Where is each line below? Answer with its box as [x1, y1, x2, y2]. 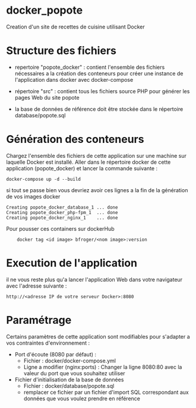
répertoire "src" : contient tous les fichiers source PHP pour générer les [14, 87, 190, 95]
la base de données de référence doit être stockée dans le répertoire [14, 105, 184, 113]
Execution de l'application [6, 256, 138, 270]
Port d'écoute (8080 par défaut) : [14, 350, 97, 358]
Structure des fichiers [6, 44, 117, 58]
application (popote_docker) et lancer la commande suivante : [6, 164, 158, 172]
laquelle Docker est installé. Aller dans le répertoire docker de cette [6, 158, 171, 165]
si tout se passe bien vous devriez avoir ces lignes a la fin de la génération [6, 186, 188, 193]
